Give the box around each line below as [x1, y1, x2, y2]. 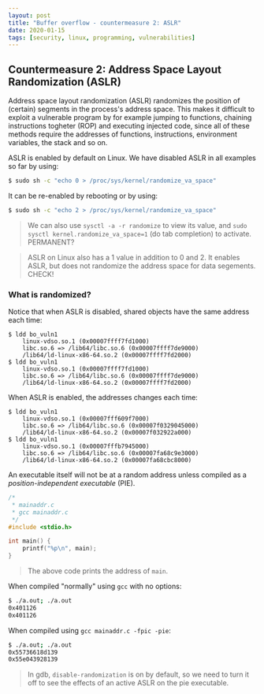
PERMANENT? [27, 237, 75, 247]
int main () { [8, 537, 51, 545]
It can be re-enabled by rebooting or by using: [8, 191, 158, 200]
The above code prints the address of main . [27, 566, 169, 576]
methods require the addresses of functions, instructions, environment [8, 129, 238, 139]
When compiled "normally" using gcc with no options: [8, 581, 182, 591]
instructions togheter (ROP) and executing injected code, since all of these [8, 121, 250, 131]
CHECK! [27, 269, 54, 278]
